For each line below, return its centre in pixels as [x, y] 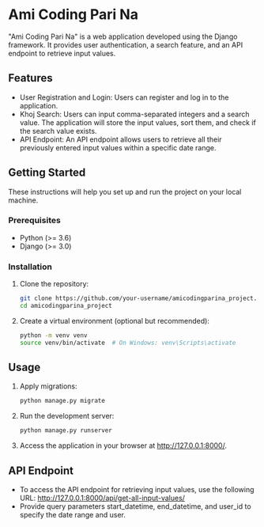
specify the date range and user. [73, 515]
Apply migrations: [48, 386]
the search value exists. [58, 131]
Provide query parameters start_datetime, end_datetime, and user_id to [135, 506]
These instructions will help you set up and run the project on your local [125, 191]
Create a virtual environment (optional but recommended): [114, 320]
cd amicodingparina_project [66, 306]
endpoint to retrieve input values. [62, 53]
